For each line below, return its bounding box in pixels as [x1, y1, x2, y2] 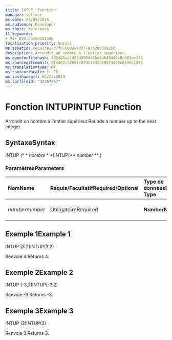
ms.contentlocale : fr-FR [5, 70, 58, 75]
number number [8, 206, 46, 213]
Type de [143, 178, 164, 185]
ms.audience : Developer [5, 22, 56, 27]
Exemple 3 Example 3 [5, 306, 74, 315]
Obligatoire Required [50, 206, 98, 213]
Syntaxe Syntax [5, 138, 55, 147]
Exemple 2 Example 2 [5, 268, 73, 277]
